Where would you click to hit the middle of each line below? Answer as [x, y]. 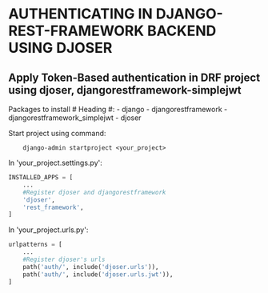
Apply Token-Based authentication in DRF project [134, 77]
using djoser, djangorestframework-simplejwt [125, 90]
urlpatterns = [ [35, 245]
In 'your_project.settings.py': [55, 163]
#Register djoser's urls [64, 259]
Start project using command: [57, 133]
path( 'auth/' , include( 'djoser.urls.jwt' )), [98, 274]
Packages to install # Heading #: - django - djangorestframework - [118, 109]
